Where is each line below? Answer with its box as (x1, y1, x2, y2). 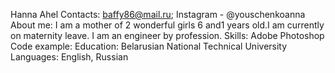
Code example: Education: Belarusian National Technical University (10, 40, 288, 52)
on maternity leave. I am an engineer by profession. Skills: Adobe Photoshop (10, 30, 325, 41)
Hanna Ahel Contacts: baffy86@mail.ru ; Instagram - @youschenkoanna (10, 9, 306, 20)
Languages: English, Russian (10, 51, 129, 63)
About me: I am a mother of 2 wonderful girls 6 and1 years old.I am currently (10, 19, 325, 31)
